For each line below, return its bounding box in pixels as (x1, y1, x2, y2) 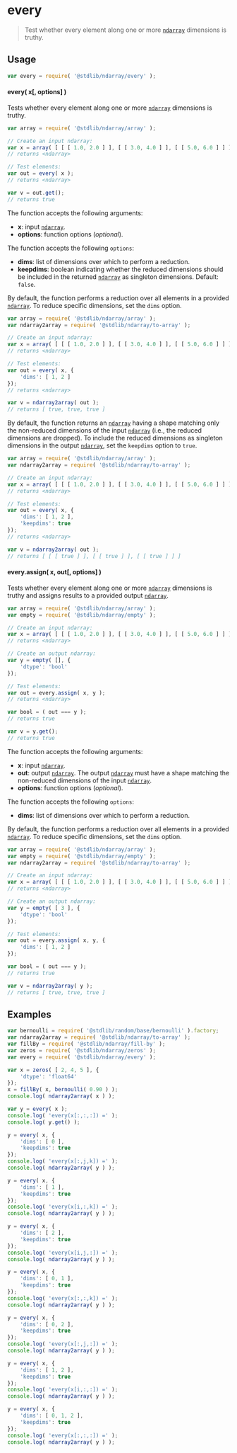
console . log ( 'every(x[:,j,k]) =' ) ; (7, 1158, 119, 1165)
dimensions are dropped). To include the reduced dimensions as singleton (7, 434, 224, 443)
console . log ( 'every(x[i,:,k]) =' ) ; (7, 1203, 119, 1211)
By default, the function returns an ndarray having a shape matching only (7, 418, 220, 427)
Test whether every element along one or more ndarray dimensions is (24, 25, 227, 34)
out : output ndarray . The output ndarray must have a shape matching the (17, 768, 230, 777)
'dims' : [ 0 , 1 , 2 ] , (20, 1412, 83, 1420)
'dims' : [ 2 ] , (20, 1229, 65, 1237)
